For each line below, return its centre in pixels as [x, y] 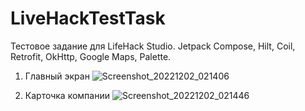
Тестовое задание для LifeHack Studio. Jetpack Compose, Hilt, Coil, [153, 46]
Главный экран [57, 76]
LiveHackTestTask [88, 18]
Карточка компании [67, 95]
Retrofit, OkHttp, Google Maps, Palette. [91, 56]
